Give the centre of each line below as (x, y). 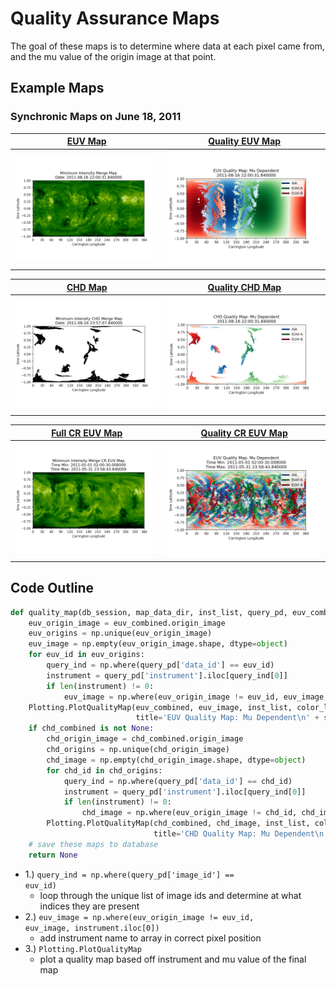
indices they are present (89, 906)
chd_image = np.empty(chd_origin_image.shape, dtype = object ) (176, 760)
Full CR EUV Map (87, 433)
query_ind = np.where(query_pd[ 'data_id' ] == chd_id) (178, 781)
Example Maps (57, 88)
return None (53, 855)
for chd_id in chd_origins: (104, 770)
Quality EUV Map (245, 141)
